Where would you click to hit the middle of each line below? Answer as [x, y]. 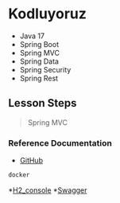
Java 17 [32, 36]
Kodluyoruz [48, 14]
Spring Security [45, 69]
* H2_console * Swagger [48, 190]
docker [19, 175]
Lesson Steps [43, 103]
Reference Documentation [60, 142]
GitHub [31, 161]
